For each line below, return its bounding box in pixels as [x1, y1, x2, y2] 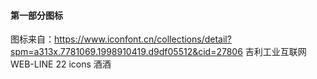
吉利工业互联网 [244, 46, 307, 58]
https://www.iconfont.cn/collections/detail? [54, 33, 232, 45]
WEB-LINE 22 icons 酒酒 [10, 58, 112, 70]
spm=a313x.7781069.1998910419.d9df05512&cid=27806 [10, 46, 243, 58]
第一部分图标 [10, 9, 63, 21]
